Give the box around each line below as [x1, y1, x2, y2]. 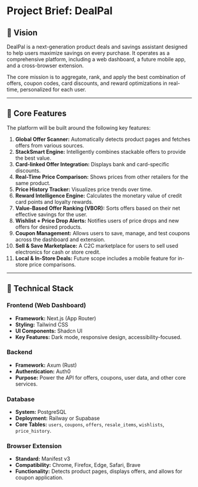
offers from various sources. [15, 142, 85, 149]
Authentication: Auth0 [15, 367, 71, 375]
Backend [6, 348, 33, 356]
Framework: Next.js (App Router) [15, 314, 96, 322]
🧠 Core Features [6, 108, 67, 119]
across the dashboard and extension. [15, 236, 106, 243]
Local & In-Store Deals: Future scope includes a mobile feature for [15, 255, 177, 262]
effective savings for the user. [15, 210, 88, 218]
